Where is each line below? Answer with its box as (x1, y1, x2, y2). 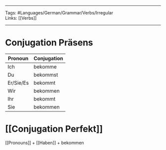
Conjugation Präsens (5, 37, 93, 49)
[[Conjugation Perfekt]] (5, 123, 103, 135)
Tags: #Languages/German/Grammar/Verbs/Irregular (5, 10, 114, 15)
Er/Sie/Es (7, 79, 29, 86)
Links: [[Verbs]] (5, 15, 37, 21)
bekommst (34, 71, 58, 78)
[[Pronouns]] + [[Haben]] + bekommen (5, 140, 84, 146)
